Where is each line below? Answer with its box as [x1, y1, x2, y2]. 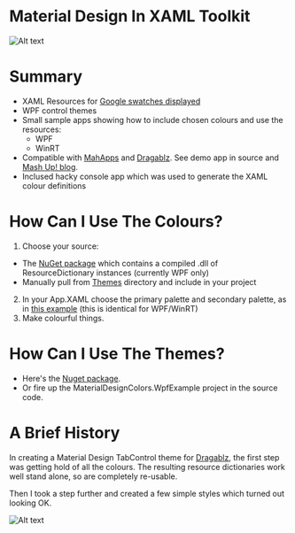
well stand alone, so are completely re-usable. [9, 471, 178, 482]
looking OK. [9, 498, 52, 508]
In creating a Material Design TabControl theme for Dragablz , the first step [9, 452, 280, 462]
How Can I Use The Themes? [9, 344, 225, 364]
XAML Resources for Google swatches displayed [21, 96, 201, 106]
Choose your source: [21, 241, 99, 251]
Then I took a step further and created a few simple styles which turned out [9, 488, 285, 498]
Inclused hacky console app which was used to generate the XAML [21, 171, 268, 182]
